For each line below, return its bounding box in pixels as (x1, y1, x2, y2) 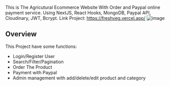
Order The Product (12, 64, 53, 70)
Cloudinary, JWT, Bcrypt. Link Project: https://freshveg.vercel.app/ (5, 15, 145, 21)
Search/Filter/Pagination (12, 59, 64, 65)
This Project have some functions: (5, 43, 78, 49)
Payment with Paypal (12, 69, 57, 75)
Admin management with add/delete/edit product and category (12, 75, 146, 81)
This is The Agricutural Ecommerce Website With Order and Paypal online (5, 5, 161, 10)
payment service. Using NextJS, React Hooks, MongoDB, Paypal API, (5, 10, 151, 16)
